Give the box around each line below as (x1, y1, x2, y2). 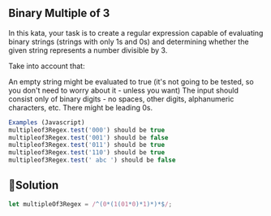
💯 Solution (8, 179, 59, 192)
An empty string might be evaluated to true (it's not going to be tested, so (8, 76, 254, 86)
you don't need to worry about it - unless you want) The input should (8, 85, 239, 95)
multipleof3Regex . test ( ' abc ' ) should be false (8, 156, 176, 165)
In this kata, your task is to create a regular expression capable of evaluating (8, 28, 264, 37)
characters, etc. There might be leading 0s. (8, 102, 153, 112)
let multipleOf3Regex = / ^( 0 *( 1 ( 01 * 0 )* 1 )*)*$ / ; (8, 200, 173, 208)
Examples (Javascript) (8, 118, 85, 127)
